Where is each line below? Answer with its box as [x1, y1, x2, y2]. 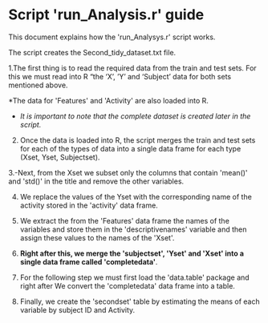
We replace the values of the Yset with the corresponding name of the [19, 192, 253, 201]
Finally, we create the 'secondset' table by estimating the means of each [19, 297, 260, 306]
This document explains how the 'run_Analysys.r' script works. [8, 32, 216, 42]
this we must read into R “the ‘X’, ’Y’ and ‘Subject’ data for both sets [8, 71, 231, 81]
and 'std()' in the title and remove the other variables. [8, 176, 185, 186]
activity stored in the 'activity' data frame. [19, 200, 158, 210]
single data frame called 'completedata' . [19, 256, 158, 266]
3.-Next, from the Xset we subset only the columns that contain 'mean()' [8, 168, 248, 177]
